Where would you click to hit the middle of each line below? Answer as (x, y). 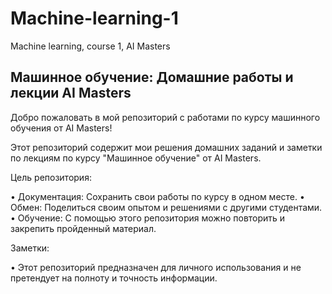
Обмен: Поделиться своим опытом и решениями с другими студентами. (166, 207)
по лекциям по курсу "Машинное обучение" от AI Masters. (136, 158)
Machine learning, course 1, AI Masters (90, 46)
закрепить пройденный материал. (83, 228)
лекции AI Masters (71, 93)
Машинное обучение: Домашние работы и (152, 77)
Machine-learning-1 (94, 18)
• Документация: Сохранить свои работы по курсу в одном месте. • (157, 196)
